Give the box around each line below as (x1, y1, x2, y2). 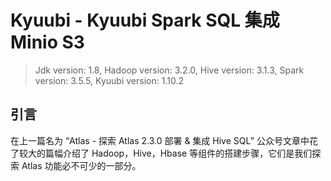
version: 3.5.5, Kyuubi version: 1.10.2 (34, 74, 184, 86)
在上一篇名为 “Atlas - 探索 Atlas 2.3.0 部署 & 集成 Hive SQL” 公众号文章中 (10, 134, 310, 146)
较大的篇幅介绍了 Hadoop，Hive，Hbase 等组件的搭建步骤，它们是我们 (18, 147, 313, 159)
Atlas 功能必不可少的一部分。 (21, 159, 142, 171)
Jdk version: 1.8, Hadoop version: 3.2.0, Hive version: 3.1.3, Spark (34, 64, 305, 76)
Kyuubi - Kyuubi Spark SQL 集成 (10, 9, 280, 32)
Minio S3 (10, 31, 85, 54)
